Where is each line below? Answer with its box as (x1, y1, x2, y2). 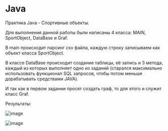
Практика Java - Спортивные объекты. (5, 20, 90, 26)
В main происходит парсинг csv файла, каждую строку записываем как (5, 44, 160, 50)
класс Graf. (5, 91, 29, 97)
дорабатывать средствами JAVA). (5, 76, 79, 82)
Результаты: (5, 100, 31, 106)
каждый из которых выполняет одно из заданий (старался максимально (5, 65, 162, 71)
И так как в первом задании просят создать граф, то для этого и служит (5, 85, 162, 91)
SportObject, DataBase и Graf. (5, 35, 68, 41)
